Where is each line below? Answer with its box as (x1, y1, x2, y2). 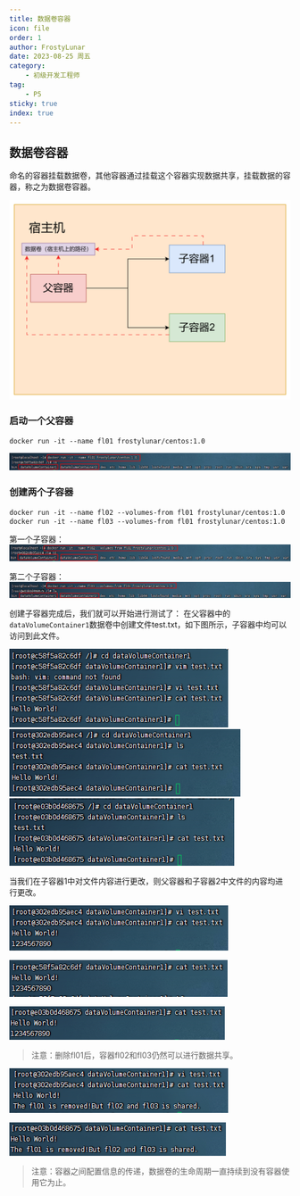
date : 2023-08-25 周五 (9, 52, 91, 62)
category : (9, 62, 46, 71)
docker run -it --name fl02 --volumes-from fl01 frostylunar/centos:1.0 (9, 508, 286, 517)
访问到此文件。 (9, 630, 64, 641)
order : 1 (9, 33, 42, 42)
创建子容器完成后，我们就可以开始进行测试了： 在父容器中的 (9, 608, 230, 619)
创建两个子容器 (9, 486, 74, 499)
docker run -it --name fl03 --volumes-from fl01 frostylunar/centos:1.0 (9, 517, 286, 526)
